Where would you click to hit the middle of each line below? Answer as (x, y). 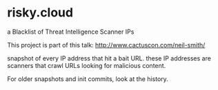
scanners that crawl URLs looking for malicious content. (87, 65)
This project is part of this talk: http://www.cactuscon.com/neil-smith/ (106, 45)
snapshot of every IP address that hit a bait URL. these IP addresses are (109, 58)
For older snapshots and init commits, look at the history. (88, 79)
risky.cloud (40, 13)
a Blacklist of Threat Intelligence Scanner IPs (71, 32)
